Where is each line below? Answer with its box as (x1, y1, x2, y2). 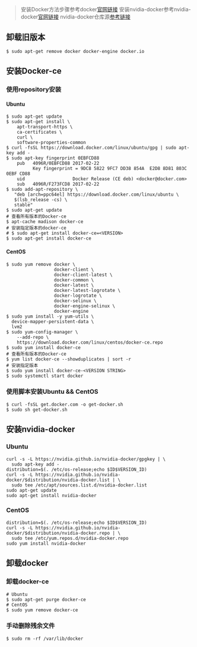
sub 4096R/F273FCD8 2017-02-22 (17, 181, 100, 187)
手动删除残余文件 (6, 621, 55, 630)
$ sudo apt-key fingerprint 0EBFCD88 (6, 155, 100, 161)
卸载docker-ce (6, 577, 49, 586)
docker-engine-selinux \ (53, 303, 116, 309)
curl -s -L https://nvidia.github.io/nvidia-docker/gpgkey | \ (6, 456, 166, 462)
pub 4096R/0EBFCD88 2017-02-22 (17, 161, 100, 167)
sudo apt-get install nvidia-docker (6, 492, 97, 498)
